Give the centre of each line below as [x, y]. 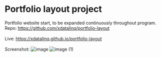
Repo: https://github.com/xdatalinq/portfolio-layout [57, 28]
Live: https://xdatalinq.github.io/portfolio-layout [53, 39]
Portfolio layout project [53, 9]
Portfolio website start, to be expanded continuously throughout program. [80, 23]
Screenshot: [17, 49]
